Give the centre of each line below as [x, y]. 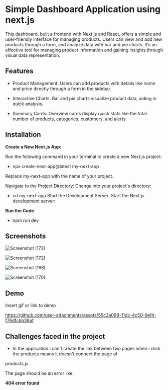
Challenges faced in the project [55, 336]
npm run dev [26, 220]
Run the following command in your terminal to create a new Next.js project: [83, 157]
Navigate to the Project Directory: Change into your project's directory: [78, 186]
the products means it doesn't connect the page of [65, 354]
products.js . [18, 364]
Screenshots [26, 236]
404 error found [22, 383]
